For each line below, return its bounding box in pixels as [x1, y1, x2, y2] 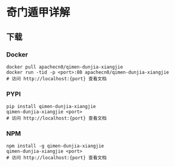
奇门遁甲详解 [6, 5, 71, 19]
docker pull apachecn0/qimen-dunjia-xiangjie [6, 64, 123, 70]
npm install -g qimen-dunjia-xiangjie [6, 143, 104, 149]
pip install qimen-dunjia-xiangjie [6, 104, 96, 110]
